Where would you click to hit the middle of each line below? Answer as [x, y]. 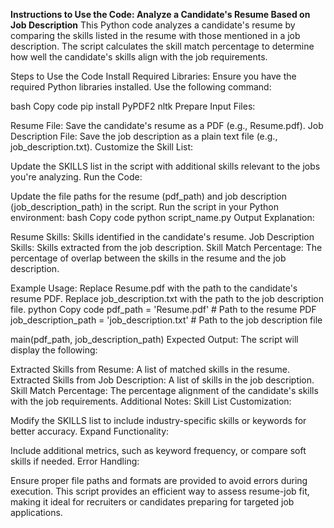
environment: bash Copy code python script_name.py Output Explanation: [162, 217]
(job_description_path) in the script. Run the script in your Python [144, 207]
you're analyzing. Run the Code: [76, 177]
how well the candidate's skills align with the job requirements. [139, 57]
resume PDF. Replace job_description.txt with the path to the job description [167, 298]
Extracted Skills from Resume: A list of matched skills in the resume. [150, 369]
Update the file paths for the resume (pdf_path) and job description [148, 196]
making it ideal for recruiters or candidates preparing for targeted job [152, 502]
